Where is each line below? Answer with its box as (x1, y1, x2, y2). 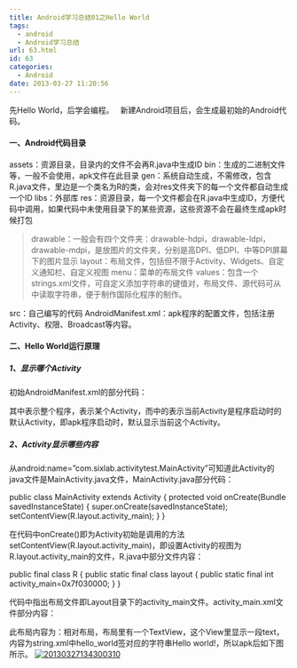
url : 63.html (9, 46, 58, 55)
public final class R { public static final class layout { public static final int (9, 569, 274, 580)
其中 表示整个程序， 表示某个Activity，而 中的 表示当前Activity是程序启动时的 (9, 406, 282, 417)
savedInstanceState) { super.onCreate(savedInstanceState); (9, 501, 229, 512)
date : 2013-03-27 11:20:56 (9, 79, 109, 88)
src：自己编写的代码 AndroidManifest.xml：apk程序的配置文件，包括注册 (9, 307, 275, 318)
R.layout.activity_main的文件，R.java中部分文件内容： (9, 552, 204, 562)
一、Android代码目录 (9, 138, 87, 148)
